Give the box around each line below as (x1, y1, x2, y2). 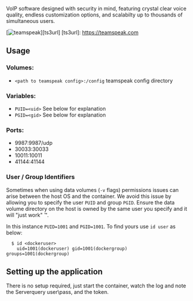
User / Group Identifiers (6, 173, 75, 181)
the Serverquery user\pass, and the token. (6, 289, 109, 296)
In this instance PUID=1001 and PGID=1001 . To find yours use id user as (6, 223, 176, 230)
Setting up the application (6, 266, 103, 276)
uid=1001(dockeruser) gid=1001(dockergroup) (16, 246, 128, 252)
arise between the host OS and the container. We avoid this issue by (6, 193, 172, 200)
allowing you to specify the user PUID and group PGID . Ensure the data (6, 199, 175, 206)
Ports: (6, 126, 24, 134)
